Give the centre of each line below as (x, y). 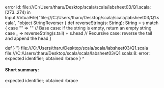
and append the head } (28, 38)
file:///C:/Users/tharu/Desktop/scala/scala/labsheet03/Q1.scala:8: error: (78, 53)
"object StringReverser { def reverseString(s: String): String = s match (88, 23)
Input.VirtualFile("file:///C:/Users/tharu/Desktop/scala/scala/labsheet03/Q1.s (82, 17)
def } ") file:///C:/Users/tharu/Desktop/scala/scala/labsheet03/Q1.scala (77, 48)
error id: (13, 7)
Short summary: (22, 70)
